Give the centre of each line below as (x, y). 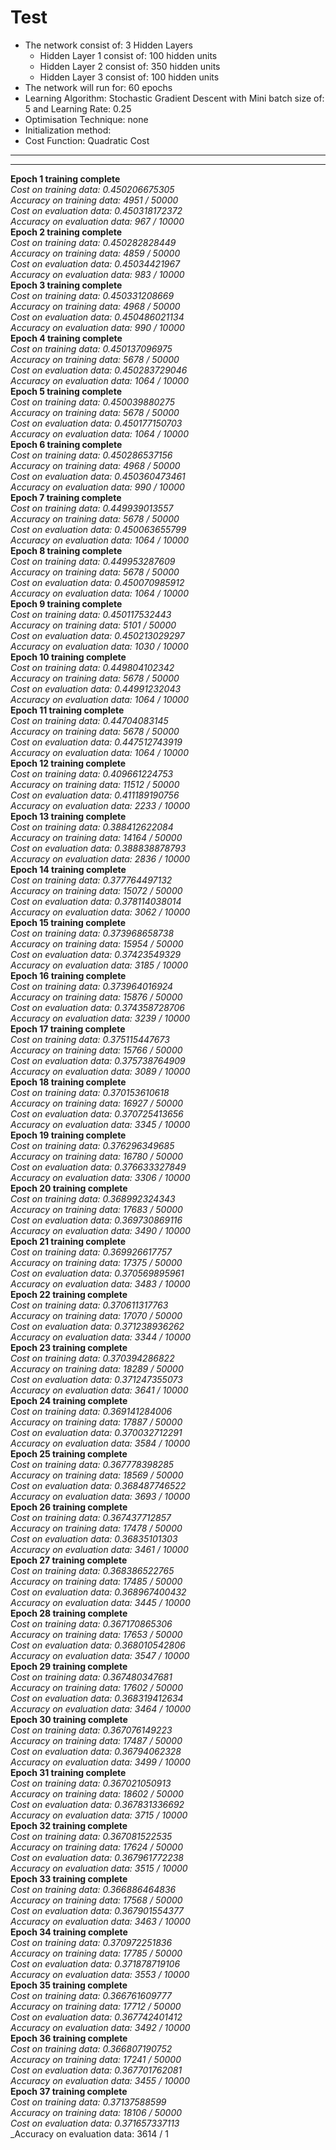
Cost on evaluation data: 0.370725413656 (97, 1113)
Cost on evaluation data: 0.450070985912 (97, 582)
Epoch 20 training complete (69, 1188)
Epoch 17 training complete (68, 1028)
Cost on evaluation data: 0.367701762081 (96, 2070)
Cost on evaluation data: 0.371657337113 (95, 2123)
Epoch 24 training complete (69, 1400)
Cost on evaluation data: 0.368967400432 (98, 1592)
